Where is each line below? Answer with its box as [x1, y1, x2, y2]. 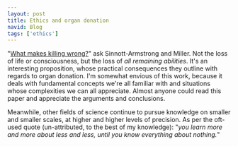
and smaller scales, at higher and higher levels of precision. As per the [7, 116, 213, 124]
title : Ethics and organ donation [7, 17, 110, 24]
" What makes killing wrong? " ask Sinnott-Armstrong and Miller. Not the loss [7, 49, 228, 58]
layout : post [7, 10, 46, 18]
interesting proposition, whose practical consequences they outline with [7, 64, 218, 73]
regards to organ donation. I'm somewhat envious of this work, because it [7, 72, 223, 80]
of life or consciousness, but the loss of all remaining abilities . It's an [7, 57, 208, 66]
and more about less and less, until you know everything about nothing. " [7, 130, 220, 139]
